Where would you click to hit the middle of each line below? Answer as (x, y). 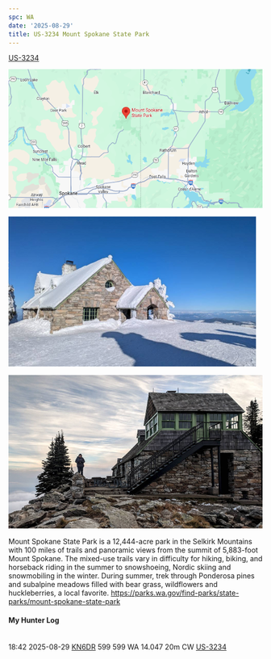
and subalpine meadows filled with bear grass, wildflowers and (113, 585)
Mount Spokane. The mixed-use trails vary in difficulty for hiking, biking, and (135, 559)
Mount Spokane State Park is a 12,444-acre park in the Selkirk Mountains (130, 542)
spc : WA (21, 17)
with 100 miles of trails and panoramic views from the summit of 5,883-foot (133, 550)
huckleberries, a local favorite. (59, 593)
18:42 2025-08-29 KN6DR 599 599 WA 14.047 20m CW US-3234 (118, 647)
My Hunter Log (34, 620)
